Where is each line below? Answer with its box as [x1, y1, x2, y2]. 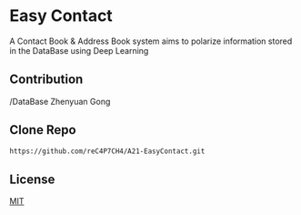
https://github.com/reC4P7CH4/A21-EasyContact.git [9, 147, 206, 156]
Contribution [9, 72, 84, 87]
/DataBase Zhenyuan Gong [9, 96, 111, 107]
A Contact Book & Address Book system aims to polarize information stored [9, 36, 293, 46]
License [9, 171, 55, 187]
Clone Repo [9, 122, 76, 138]
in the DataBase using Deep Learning [9, 45, 149, 56]
